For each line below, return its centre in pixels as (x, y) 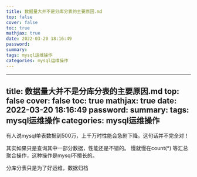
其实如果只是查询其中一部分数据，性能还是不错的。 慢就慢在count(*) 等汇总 (97, 148)
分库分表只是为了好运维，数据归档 (47, 168)
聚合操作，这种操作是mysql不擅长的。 (52, 155)
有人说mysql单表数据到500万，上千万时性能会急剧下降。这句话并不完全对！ (98, 136)
